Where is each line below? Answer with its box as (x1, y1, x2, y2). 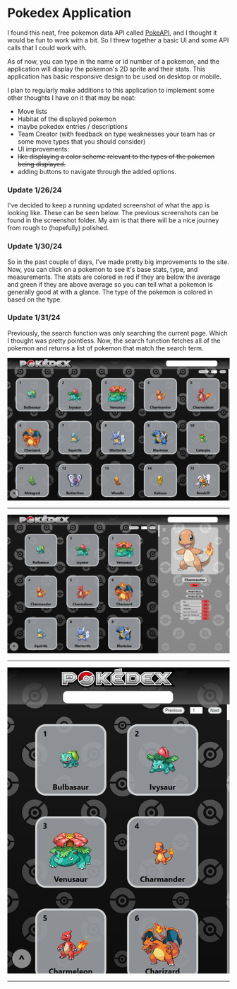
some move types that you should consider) (17, 137, 146, 146)
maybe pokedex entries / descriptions (17, 122, 128, 130)
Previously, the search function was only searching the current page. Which (7, 328, 228, 337)
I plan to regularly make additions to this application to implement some (7, 86, 215, 94)
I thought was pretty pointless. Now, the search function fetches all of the (7, 336, 221, 345)
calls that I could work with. (7, 43, 87, 52)
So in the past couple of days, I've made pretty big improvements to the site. (7, 257, 229, 266)
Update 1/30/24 (7, 241, 63, 251)
